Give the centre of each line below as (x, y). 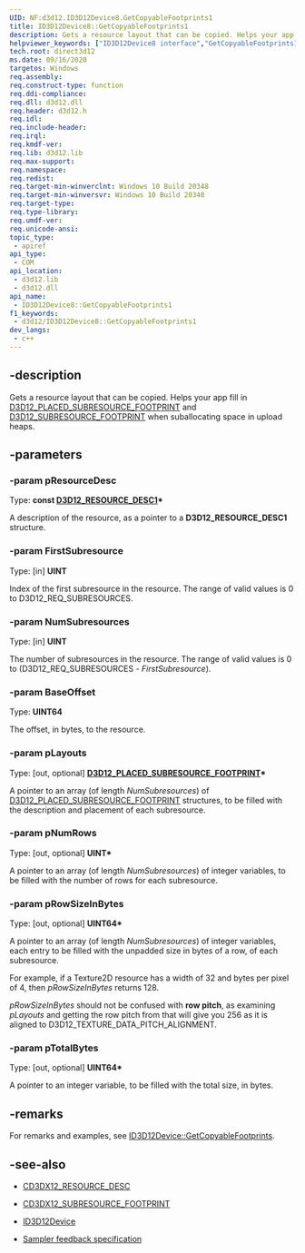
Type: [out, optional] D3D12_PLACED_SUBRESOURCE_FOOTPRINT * (138, 773)
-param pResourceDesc (63, 480)
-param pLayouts (48, 753)
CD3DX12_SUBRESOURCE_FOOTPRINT (96, 1204)
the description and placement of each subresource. (108, 810)
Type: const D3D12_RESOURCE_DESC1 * (86, 500)
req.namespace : (38, 170)
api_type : (28, 254)
